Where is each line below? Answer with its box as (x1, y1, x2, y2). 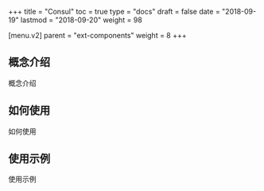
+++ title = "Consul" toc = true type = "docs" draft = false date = (8, 7, 220, 16)
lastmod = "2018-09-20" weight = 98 (20, 15, 143, 25)
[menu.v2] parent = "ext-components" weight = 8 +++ (8, 31, 187, 40)
